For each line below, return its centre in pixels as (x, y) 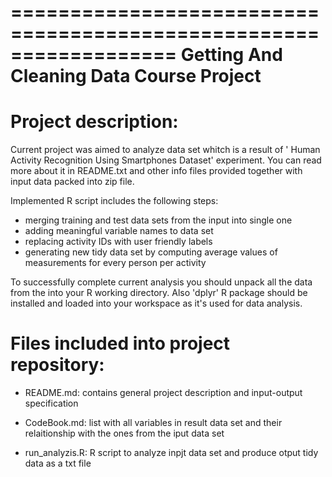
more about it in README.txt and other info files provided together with (156, 171)
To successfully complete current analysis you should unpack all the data (161, 282)
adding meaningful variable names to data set (119, 231)
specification (51, 403)
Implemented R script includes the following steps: (114, 201)
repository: (57, 365)
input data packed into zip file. (72, 182)
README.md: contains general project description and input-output (163, 393)
